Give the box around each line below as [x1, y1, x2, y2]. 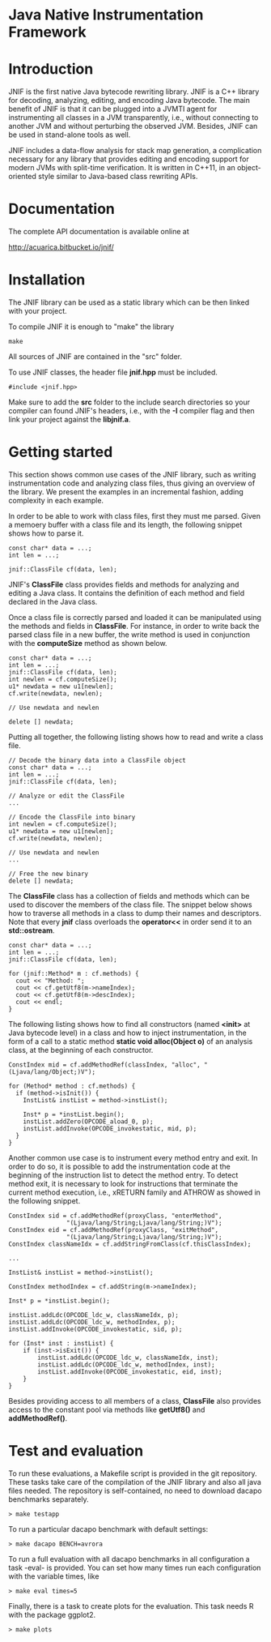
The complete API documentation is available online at [8, 227, 190, 237]
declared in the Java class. [8, 597, 98, 606]
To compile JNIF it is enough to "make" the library [8, 322, 175, 331]
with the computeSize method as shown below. [8, 638, 167, 648]
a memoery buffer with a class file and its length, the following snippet [8, 520, 243, 529]
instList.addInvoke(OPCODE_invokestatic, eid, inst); [37, 1367, 222, 1375]
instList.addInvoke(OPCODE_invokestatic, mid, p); [23, 1124, 197, 1132]
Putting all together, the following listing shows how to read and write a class [8, 732, 264, 742]
